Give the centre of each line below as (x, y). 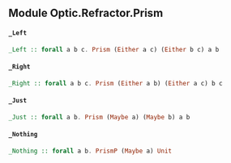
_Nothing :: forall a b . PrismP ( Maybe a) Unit (90, 151)
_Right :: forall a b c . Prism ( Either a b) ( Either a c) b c (115, 83)
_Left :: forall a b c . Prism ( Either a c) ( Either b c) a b (114, 49)
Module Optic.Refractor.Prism (86, 13)
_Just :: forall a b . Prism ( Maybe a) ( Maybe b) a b (99, 117)
